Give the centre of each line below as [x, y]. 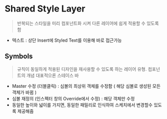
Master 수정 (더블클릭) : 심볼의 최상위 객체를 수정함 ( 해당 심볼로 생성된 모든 [86, 86]
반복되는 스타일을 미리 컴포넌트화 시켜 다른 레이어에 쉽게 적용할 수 [81, 23]
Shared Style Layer [45, 9]
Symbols [19, 56]
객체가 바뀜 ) [24, 92]
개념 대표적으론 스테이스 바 [52, 75]
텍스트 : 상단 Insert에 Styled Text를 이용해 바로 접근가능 [67, 40]
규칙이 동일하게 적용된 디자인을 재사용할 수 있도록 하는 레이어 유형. [82, 69]
